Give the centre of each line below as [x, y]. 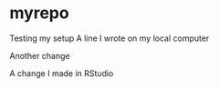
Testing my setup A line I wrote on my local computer [109, 38]
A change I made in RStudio [62, 73]
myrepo [40, 13]
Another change [40, 55]
